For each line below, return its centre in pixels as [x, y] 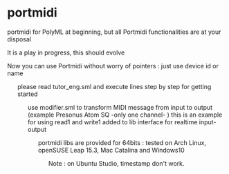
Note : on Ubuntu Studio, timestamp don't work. [116, 163]
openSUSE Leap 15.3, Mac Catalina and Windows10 [111, 150]
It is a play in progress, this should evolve [66, 52]
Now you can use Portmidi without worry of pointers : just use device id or [113, 66]
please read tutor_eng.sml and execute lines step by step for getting [114, 86]
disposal [19, 39]
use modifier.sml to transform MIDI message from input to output [120, 107]
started [27, 94]
